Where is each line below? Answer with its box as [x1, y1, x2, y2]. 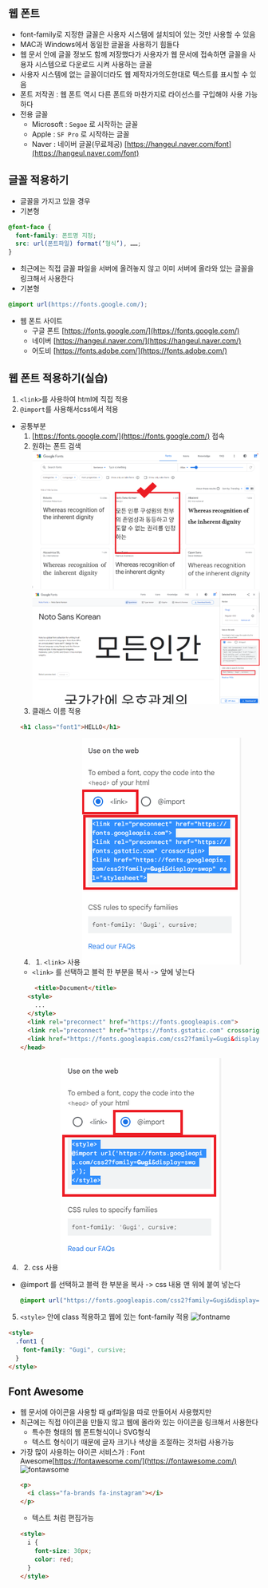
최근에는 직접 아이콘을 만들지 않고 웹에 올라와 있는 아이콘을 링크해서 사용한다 [19, 1417, 259, 1427]
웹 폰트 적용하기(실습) [8, 371, 108, 385]
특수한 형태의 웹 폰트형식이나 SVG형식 [31, 1427, 152, 1436]
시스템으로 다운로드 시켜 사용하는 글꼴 [34, 59, 153, 69]
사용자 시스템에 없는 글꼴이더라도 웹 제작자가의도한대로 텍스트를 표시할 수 [19, 69, 249, 79]
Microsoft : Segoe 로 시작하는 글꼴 [31, 119, 138, 129]
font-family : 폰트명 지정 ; [15, 232, 97, 240]
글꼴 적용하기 [8, 173, 69, 187]
